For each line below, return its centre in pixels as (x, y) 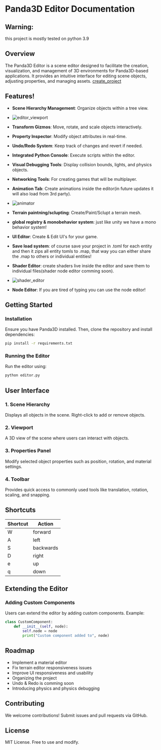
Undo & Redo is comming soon (43, 683)
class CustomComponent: (29, 622)
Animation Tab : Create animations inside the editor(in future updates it (83, 189)
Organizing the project (34, 678)
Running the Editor (27, 356)
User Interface (27, 391)
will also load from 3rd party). (41, 193)
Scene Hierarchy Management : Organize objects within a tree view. (80, 108)
